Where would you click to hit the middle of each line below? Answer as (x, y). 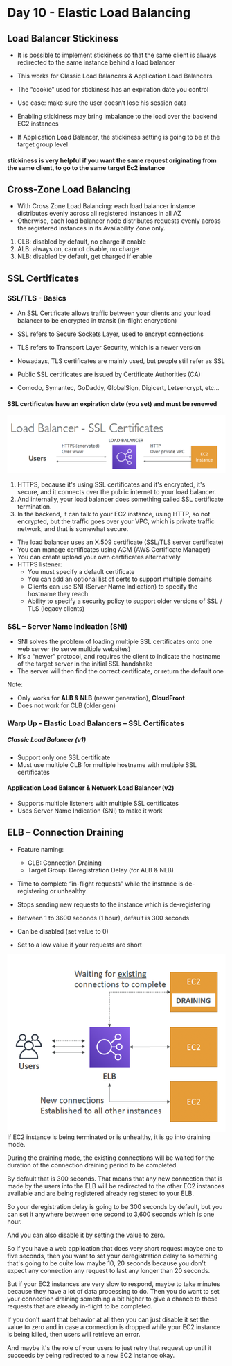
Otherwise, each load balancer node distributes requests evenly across (119, 221)
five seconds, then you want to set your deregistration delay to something (113, 1256)
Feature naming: (41, 849)
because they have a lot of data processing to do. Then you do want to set (113, 1291)
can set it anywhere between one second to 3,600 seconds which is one (111, 1214)
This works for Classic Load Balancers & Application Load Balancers (115, 76)
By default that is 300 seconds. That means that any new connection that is (115, 1179)
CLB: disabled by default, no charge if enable (82, 242)
